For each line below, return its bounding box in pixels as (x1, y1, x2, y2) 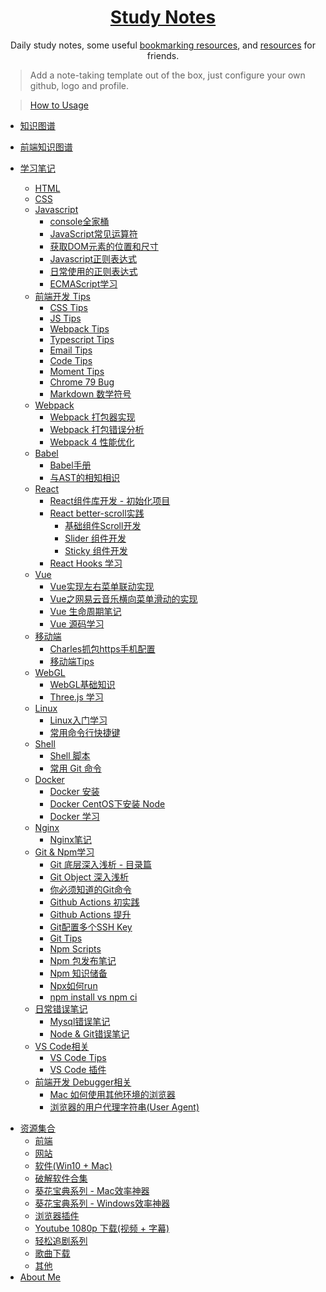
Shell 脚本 (49, 749, 91, 761)
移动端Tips (49, 655, 95, 667)
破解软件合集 (34, 1172, 88, 1184)
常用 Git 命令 (49, 762, 102, 774)
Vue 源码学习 (49, 617, 105, 630)
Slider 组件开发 (64, 532, 127, 544)
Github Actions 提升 (49, 908, 132, 920)
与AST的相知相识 (49, 471, 121, 483)
